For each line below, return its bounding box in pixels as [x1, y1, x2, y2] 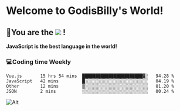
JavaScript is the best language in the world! [6, 43, 117, 50]
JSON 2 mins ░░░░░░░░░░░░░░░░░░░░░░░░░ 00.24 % [6, 89, 175, 95]
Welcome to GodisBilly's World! [6, 4, 164, 18]
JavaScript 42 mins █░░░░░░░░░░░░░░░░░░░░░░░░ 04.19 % [6, 78, 175, 84]
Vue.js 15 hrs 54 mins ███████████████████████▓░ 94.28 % [6, 73, 175, 79]
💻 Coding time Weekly [6, 57, 72, 65]
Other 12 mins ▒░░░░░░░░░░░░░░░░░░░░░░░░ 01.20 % [6, 84, 175, 89]
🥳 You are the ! [6, 27, 66, 37]
